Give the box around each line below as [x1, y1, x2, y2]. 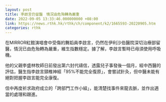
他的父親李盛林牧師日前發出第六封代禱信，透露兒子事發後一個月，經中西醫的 [5, 63, 161, 68]
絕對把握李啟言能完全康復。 [5, 75, 62, 81]
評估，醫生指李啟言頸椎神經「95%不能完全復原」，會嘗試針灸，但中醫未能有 [5, 68, 160, 74]
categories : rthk [5, 26, 41, 31]
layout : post [5, 7, 32, 12]
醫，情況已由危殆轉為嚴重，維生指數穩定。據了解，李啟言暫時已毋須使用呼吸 [5, 46, 161, 52]
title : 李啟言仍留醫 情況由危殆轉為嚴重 [5, 12, 80, 17]
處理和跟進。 [13, 92, 40, 98]
